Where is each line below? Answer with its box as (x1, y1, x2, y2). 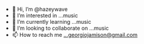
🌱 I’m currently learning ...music (11, 18, 92, 25)
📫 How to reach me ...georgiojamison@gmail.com (11, 32, 138, 38)
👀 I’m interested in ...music (11, 12, 79, 19)
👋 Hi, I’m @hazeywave (11, 6, 68, 12)
